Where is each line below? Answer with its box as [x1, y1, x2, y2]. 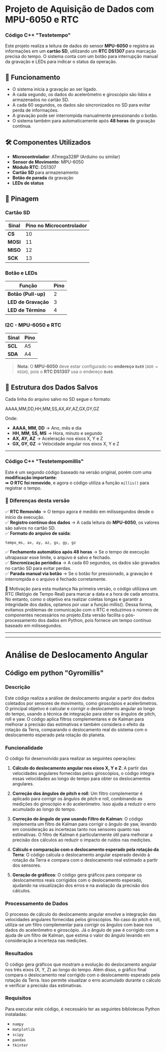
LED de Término [7, 307, 46, 314]
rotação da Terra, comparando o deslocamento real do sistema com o [5, 726, 147, 732]
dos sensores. [12, 862, 41, 868]
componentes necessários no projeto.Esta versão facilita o [5, 612, 124, 618]
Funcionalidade [5, 744, 43, 751]
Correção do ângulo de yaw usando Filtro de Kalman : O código [12, 816, 143, 822]
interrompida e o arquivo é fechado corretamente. [5, 576, 107, 582]
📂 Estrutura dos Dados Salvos [5, 383, 98, 391]
